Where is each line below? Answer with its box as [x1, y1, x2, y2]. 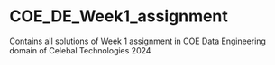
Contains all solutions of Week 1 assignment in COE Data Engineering [9, 36, 266, 46]
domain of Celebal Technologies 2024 [9, 45, 151, 55]
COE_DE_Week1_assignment [9, 6, 228, 27]
